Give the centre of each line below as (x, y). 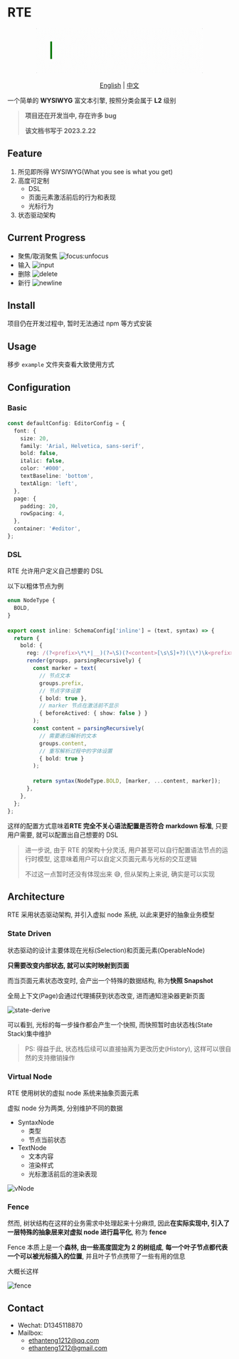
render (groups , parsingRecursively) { (84, 661)
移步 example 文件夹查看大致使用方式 (61, 365)
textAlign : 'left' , (49, 483)
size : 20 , (35, 438)
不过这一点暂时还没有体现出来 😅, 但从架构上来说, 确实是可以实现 (120, 874)
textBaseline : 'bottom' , (57, 476)
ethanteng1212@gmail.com (68, 1348)
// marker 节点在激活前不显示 (79, 706)
